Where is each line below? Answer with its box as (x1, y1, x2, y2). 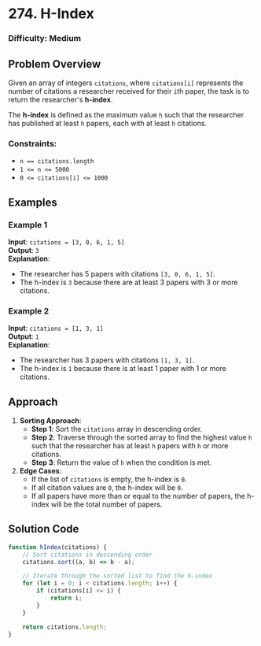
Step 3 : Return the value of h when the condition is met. (31, 458, 212, 467)
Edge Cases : (19, 466, 62, 476)
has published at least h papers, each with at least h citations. (8, 118, 207, 128)
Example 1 (8, 219, 48, 230)
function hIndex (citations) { (8, 543, 108, 551)
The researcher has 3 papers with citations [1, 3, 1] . (19, 355, 195, 365)
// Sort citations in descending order (22, 551, 153, 559)
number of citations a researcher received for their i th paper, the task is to (8, 86, 250, 95)
